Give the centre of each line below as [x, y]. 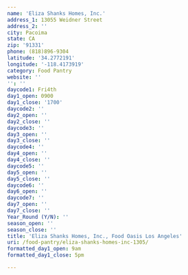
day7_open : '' [27, 205]
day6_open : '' [27, 192]
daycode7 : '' [26, 198]
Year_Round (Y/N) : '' [38, 217]
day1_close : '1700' [35, 103]
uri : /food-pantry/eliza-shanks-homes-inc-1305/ [78, 243]
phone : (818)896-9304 [38, 52]
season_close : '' [32, 230]
